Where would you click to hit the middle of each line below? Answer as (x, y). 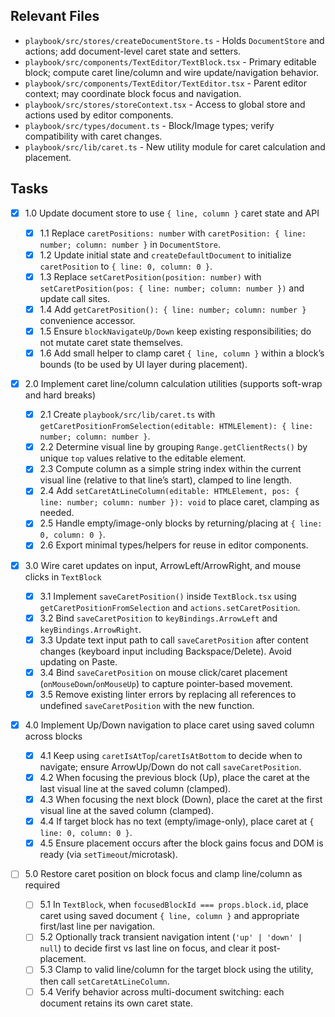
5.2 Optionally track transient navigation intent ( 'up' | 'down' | (171, 937)
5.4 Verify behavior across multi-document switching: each (162, 991)
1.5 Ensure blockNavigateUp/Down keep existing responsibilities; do (175, 331)
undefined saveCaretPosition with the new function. (147, 705)
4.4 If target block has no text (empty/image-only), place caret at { (177, 821)
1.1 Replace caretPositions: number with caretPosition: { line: (173, 233)
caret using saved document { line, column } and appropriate (169, 916)
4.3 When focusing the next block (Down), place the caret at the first (181, 800)
